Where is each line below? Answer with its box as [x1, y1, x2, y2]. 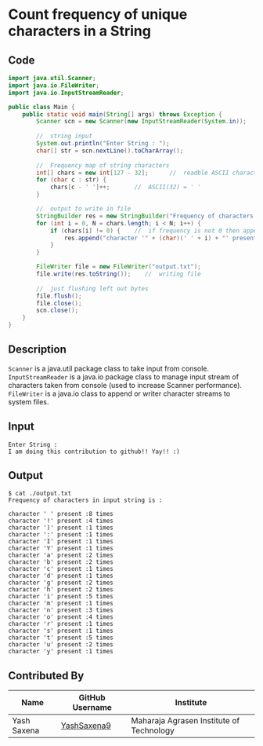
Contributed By [8, 669, 85, 682]
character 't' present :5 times [8, 634, 113, 642]
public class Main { [8, 103, 76, 111]
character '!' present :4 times [8, 517, 113, 525]
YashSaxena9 [60, 720, 112, 731]
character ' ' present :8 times [8, 510, 113, 518]
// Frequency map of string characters [36, 161, 170, 170]
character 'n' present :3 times [8, 606, 113, 614]
